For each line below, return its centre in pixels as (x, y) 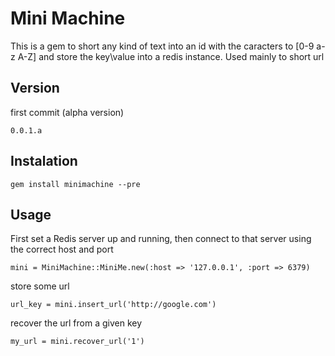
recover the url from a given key (76, 323)
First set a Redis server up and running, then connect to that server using (161, 239)
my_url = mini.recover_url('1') (77, 342)
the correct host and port (62, 249)
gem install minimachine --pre (75, 184)
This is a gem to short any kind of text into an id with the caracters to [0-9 (162, 46)
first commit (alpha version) (67, 112)
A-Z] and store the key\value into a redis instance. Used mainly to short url (171, 56)
